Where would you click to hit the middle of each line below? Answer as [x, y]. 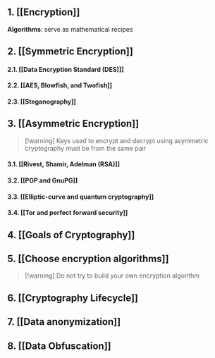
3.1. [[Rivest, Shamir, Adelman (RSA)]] [64, 164]
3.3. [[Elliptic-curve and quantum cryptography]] [81, 197]
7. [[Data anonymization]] [64, 322]
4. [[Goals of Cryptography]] [71, 235]
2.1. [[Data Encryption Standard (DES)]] [66, 69]
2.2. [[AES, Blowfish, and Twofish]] [60, 85]
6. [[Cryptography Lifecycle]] [73, 298]
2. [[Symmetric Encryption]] [70, 52]
